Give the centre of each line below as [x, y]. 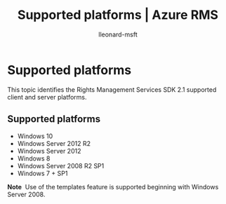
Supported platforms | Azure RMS [118, 15]
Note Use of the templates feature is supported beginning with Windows [113, 186]
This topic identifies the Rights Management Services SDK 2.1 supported [112, 89]
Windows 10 [35, 136]
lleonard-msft [118, 34]
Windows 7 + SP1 [42, 173]
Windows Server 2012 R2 [54, 143]
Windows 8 [34, 158]
